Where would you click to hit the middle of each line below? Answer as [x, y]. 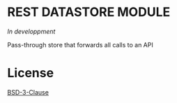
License [31, 73]
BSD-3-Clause [28, 92]
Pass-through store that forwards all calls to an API [80, 45]
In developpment [31, 31]
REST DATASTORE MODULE [89, 12]
